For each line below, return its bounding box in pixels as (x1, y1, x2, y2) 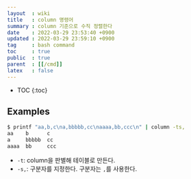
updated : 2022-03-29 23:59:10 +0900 (7, 36, 115, 42)
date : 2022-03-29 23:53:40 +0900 (7, 29, 115, 36)
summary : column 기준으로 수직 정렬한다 (7, 23, 113, 29)
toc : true (7, 49, 51, 55)
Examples (7, 105, 50, 117)
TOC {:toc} (16, 86, 48, 94)
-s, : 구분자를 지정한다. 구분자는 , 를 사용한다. (16, 165, 138, 173)
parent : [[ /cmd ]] (7, 61, 63, 68)
